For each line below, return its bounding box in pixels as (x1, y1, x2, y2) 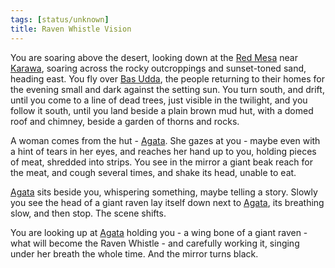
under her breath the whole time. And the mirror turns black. (10, 247, 259, 260)
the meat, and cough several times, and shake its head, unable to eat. (10, 166, 297, 178)
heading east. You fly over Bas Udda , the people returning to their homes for (10, 72, 326, 85)
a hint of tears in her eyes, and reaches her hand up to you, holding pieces (10, 145, 317, 157)
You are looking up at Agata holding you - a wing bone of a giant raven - (10, 226, 308, 238)
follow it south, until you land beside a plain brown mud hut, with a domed (10, 104, 314, 116)
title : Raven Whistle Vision (10, 24, 132, 34)
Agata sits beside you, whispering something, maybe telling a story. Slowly (10, 186, 318, 198)
